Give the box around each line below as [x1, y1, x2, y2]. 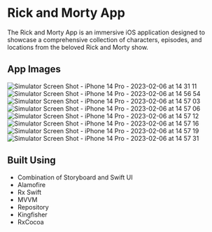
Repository [17, 203, 49, 211]
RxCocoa [17, 217, 44, 226]
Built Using [7, 154, 56, 166]
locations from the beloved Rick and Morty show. [7, 43, 149, 51]
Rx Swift [17, 188, 42, 196]
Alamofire [17, 180, 46, 189]
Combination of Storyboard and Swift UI [17, 173, 133, 182]
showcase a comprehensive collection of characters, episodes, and [7, 35, 202, 43]
